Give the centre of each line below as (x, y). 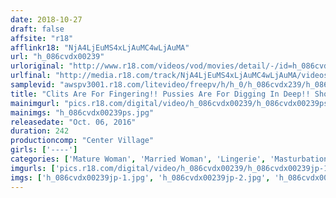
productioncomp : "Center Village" (82, 141)
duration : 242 (40, 131)
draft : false (37, 29)
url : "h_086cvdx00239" (57, 57)
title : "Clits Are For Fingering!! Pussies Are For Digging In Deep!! (160, 94)
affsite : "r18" (42, 38)
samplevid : (33, 85)
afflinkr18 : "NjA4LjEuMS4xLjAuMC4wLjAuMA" (100, 47)
